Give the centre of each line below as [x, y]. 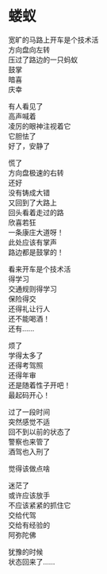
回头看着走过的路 [36, 212]
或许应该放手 [29, 495]
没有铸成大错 [29, 192]
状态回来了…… [32, 561]
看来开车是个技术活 [40, 269]
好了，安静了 [29, 146]
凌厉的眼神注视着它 [40, 126]
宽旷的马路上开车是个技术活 [53, 40]
